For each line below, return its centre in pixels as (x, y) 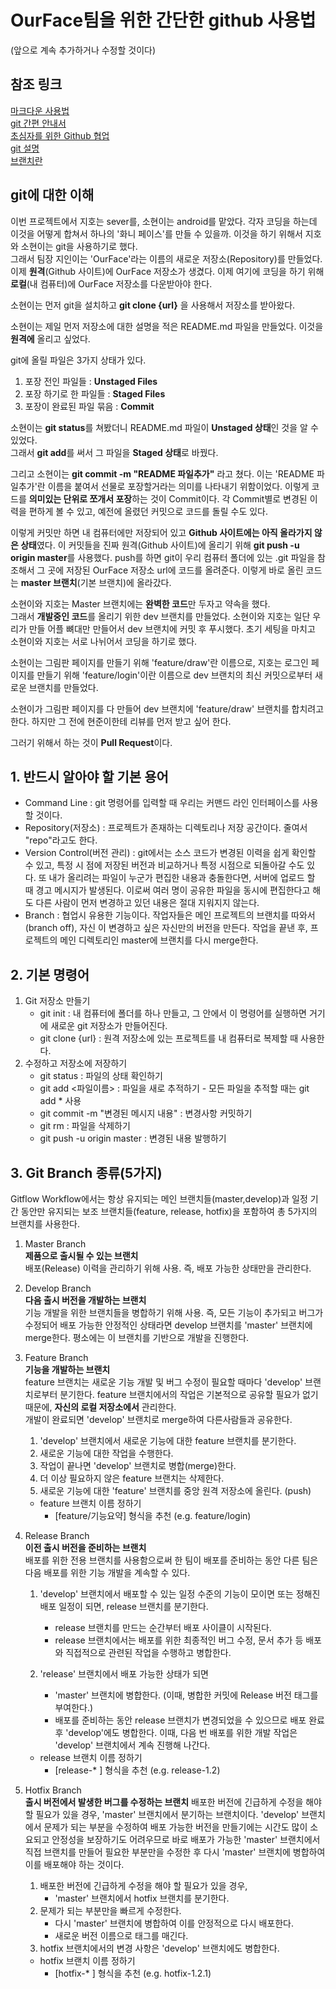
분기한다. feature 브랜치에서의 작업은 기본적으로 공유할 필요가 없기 (189, 1394)
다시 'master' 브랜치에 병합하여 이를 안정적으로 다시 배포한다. (174, 1923)
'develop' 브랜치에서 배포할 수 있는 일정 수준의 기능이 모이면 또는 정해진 (180, 1594)
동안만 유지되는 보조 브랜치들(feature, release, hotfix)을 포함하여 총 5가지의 (169, 1211)
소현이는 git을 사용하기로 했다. (79, 246)
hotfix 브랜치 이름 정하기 (87, 1960)
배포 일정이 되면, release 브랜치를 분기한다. (124, 1606)
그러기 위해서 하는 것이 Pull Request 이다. (91, 742)
